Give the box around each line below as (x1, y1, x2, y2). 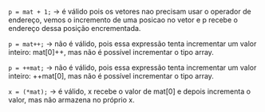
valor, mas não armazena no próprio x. (8, 95, 135, 104)
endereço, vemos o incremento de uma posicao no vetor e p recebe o (8, 15, 238, 25)
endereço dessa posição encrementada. (8, 24, 141, 33)
